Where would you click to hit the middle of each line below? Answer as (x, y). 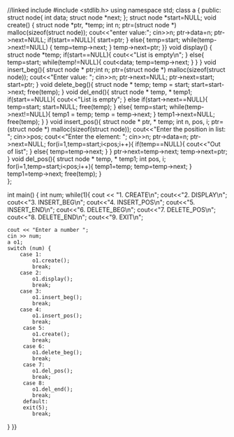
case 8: (34, 383)
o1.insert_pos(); (57, 316)
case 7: (34, 365)
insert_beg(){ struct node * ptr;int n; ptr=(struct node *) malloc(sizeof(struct (116, 70)
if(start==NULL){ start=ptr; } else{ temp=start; (114, 40)
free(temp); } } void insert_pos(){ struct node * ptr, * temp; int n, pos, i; (109, 122)
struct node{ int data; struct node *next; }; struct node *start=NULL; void (112, 18)
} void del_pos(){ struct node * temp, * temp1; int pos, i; (87, 159)
